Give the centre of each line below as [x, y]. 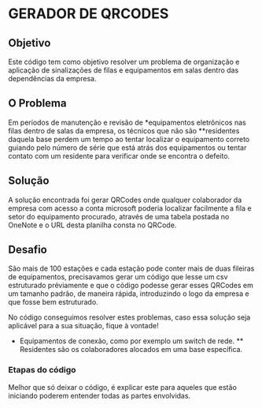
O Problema [37, 103]
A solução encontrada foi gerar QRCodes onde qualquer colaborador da [125, 200]
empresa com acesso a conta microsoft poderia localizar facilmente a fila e [130, 208]
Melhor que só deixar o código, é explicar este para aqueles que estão [123, 387]
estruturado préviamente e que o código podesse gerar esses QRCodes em [131, 286]
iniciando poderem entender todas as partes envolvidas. [100, 395]
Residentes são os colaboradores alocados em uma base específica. [131, 350]
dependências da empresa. [52, 79]
